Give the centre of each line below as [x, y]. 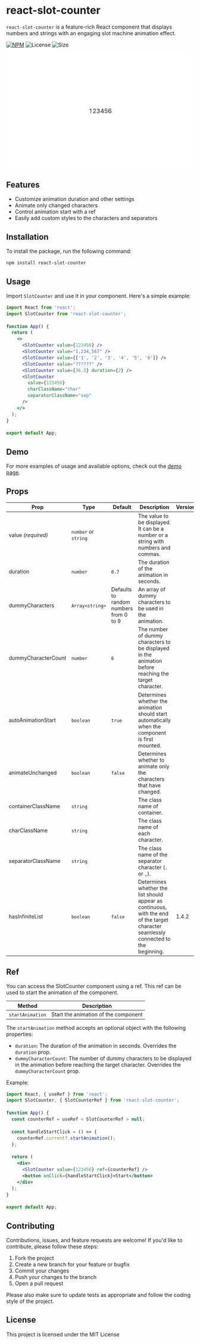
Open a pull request [39, 1283]
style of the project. [30, 1301]
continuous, [152, 907]
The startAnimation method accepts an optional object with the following [96, 1028]
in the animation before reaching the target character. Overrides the [98, 1064]
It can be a [151, 529]
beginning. [151, 951]
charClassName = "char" [54, 389]
